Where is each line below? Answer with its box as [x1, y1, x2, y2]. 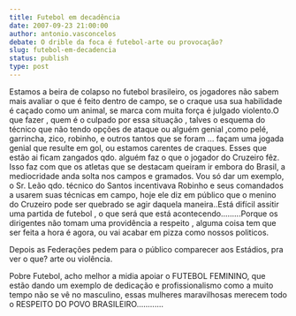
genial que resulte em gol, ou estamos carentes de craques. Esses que [9, 142, 268, 153]
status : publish [9, 54, 69, 63]
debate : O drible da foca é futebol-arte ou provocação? [9, 37, 224, 47]
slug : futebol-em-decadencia [9, 46, 117, 55]
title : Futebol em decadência [9, 12, 121, 22]
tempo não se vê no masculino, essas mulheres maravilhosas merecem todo [9, 289, 288, 300]
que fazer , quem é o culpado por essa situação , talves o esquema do [9, 114, 266, 124]
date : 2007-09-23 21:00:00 [9, 21, 109, 30]
